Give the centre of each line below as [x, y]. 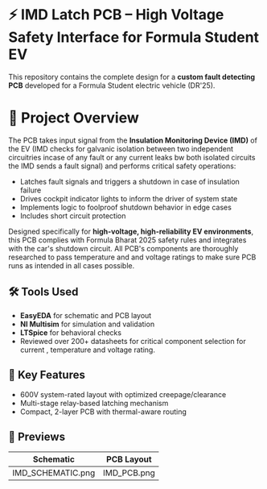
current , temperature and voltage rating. [87, 350]
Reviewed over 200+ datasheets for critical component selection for [133, 341]
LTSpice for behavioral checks [71, 332]
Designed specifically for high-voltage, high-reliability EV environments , [131, 231]
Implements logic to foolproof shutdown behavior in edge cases [125, 207]
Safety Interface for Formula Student [134, 37]
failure [31, 190]
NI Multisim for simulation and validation [87, 324]
